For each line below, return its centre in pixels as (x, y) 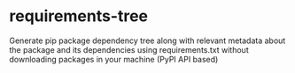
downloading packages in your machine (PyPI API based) (114, 59)
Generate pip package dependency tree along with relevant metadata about (147, 40)
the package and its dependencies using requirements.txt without (129, 49)
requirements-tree (79, 16)
